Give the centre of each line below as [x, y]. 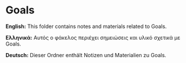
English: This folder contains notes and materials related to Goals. [86, 26]
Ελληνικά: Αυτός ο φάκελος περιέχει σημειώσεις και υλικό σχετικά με [93, 37]
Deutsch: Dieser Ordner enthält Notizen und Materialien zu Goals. [86, 55]
